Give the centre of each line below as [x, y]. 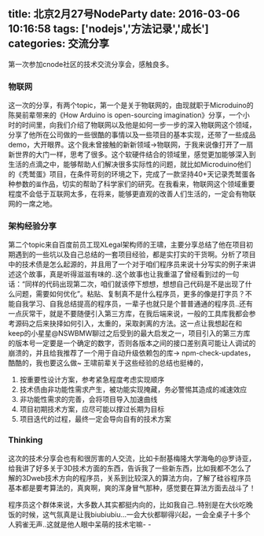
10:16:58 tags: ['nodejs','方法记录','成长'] [109, 29]
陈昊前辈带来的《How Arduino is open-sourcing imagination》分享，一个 [126, 115]
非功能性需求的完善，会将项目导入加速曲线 [88, 400]
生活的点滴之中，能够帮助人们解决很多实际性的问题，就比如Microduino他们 [130, 165]
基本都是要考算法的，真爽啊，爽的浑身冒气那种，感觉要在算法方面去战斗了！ [132, 488]
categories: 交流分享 [59, 44]
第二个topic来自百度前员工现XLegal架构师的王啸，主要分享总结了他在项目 [127, 245]
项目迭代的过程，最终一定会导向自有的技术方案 [95, 419]
